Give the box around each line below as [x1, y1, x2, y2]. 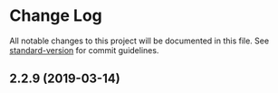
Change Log [9, 5, 102, 26]
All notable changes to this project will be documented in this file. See [9, 35, 270, 46]
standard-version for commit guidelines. [9, 44, 159, 55]
